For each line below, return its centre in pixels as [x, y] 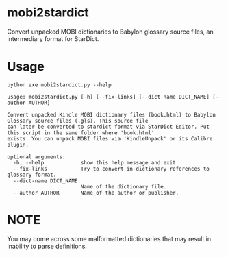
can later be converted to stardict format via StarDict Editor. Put [109, 127]
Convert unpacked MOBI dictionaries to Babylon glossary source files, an [110, 32]
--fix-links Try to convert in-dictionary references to [112, 169]
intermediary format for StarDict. [53, 38]
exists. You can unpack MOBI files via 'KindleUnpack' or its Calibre [110, 138]
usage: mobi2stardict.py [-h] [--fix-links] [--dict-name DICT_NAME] [109, 97]
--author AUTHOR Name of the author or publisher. [96, 193]
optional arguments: [37, 157]
